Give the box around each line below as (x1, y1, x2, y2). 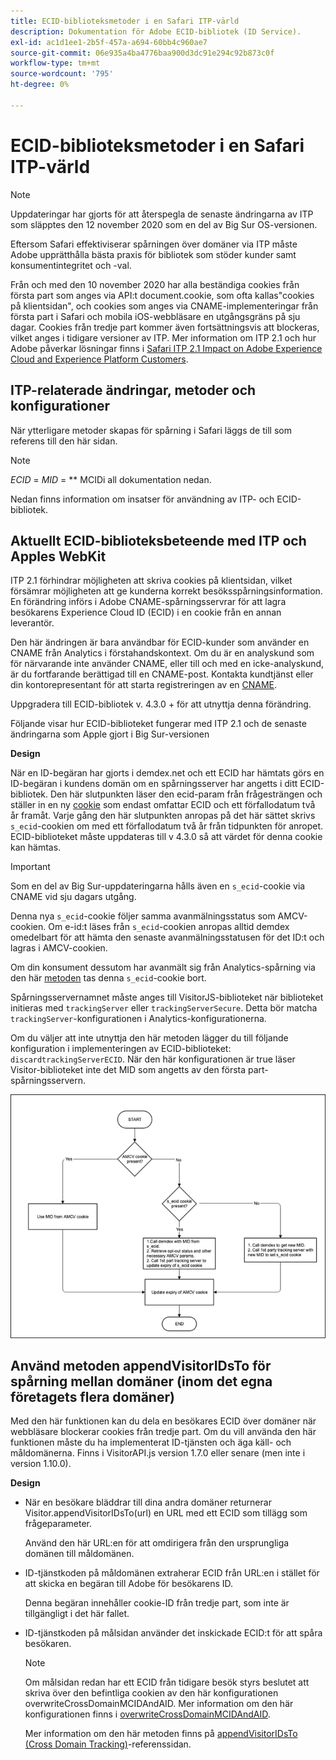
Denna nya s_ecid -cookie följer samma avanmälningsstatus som (10, 910, 276, 922)
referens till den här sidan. (10, 435, 118, 447)
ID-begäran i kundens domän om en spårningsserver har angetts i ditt (10, 778, 298, 790)
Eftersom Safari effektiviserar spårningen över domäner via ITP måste (10, 238, 298, 250)
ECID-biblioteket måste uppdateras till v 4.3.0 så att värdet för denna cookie (10, 831, 323, 843)
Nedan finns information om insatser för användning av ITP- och (10, 493, 275, 505)
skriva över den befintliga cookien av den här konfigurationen (24, 1687, 279, 1699)
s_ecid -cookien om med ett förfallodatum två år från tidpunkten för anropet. (10, 820, 324, 832)
